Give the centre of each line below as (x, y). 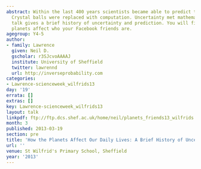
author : (16, 40)
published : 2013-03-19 (34, 129)
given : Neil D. (31, 51)
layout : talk (22, 112)
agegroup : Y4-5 (25, 34)
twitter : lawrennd (35, 67)
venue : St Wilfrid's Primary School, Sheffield (67, 151)
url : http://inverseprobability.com (57, 73)
